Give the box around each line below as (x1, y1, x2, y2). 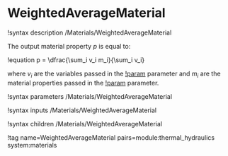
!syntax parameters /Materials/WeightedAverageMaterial (7, 92, 172, 100)
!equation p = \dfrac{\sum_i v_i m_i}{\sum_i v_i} (7, 55, 145, 64)
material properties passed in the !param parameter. (7, 78, 159, 87)
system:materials (7, 140, 57, 149)
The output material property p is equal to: (7, 42, 131, 50)
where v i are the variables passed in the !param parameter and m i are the (7, 69, 221, 79)
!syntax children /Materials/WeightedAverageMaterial (7, 119, 163, 128)
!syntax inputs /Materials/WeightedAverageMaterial (7, 106, 157, 114)
